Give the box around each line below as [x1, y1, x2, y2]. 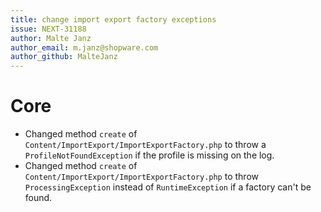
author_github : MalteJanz [10, 52, 118, 62]
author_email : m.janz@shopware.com [10, 42, 159, 53]
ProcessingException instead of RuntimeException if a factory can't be [24, 181, 312, 193]
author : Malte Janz [10, 33, 92, 43]
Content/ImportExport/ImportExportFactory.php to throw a [24, 139, 267, 151]
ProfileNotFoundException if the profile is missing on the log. [24, 149, 275, 161]
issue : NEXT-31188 [10, 24, 87, 34]
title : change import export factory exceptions [10, 14, 217, 25]
